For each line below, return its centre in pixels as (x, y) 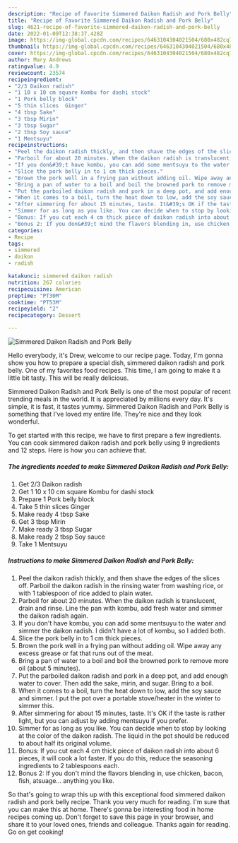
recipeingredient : (35, 79)
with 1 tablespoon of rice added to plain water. (85, 593)
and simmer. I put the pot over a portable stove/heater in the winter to (119, 698)
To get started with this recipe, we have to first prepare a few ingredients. (115, 435)
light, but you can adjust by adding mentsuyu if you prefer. (103, 720)
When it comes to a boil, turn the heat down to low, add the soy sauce (120, 690)
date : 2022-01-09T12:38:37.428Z (55, 34)
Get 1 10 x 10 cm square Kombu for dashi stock (86, 491)
